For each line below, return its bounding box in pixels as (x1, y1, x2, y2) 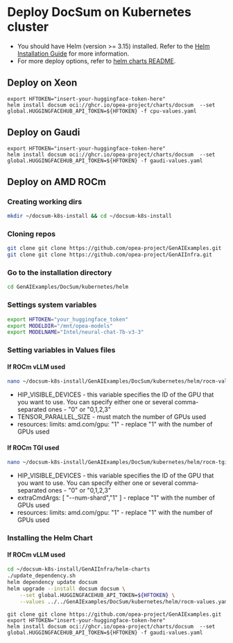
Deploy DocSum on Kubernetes (7, 4, 192, 20)
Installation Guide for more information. (17, 49, 130, 58)
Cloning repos (7, 229, 56, 239)
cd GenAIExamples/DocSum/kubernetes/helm (7, 283, 129, 291)
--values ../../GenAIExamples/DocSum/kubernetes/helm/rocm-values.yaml (19, 598, 231, 605)
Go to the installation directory (7, 268, 112, 278)
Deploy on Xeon (7, 77, 78, 89)
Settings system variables (7, 300, 97, 310)
